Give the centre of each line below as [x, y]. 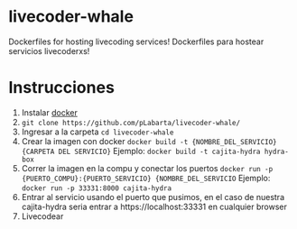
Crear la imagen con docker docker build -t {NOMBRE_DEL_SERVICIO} [149, 141]
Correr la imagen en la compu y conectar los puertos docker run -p [147, 168]
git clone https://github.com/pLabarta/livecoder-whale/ [131, 123]
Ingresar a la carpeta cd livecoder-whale [97, 132]
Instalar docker [49, 112]
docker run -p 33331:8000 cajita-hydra [97, 188]
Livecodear [42, 216]
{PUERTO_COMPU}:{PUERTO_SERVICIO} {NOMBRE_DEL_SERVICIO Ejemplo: [146, 178]
